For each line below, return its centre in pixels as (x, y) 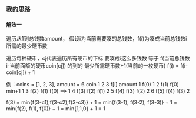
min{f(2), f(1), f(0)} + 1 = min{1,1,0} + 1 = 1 (56, 109)
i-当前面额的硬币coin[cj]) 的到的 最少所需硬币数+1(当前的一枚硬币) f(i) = (93, 66)
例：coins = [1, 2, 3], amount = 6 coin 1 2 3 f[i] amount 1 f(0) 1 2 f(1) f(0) (93, 85)
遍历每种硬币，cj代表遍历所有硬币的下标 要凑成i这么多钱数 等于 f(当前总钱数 (98, 58)
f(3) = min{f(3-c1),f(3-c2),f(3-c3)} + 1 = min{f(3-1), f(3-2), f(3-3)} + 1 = (92, 102)
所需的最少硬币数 (27, 46)
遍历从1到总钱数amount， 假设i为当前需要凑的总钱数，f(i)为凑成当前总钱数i (97, 39)
